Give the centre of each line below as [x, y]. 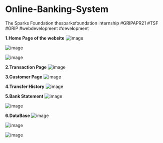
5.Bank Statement [24, 96]
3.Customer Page [24, 76]
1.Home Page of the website [35, 38]
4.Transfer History [25, 86]
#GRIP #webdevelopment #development [47, 28]
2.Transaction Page [26, 67]
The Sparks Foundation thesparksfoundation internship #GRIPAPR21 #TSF [82, 23]
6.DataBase [18, 115]
